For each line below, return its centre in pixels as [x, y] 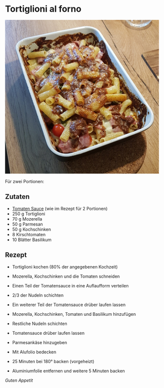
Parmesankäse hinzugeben [40, 342]
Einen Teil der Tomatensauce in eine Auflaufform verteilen [70, 286]
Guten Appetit [19, 380]
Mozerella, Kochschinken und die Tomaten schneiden [66, 276]
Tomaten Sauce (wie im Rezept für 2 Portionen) [60, 208]
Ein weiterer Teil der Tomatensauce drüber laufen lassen [69, 305]
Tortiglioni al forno [43, 9]
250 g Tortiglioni [29, 214]
